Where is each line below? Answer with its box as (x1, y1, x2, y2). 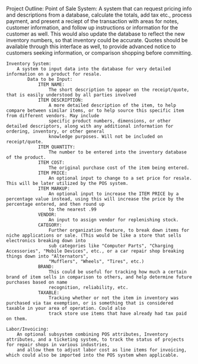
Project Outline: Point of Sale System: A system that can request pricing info (6, 5, 192, 12)
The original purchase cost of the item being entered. (48, 165, 190, 171)
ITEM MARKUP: (37, 186, 70, 192)
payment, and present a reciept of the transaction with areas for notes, (6, 18, 179, 24)
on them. (6, 316, 28, 322)
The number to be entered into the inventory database (48, 149, 187, 155)
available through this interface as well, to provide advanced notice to (6, 43, 177, 50)
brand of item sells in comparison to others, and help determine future (6, 274, 193, 280)
